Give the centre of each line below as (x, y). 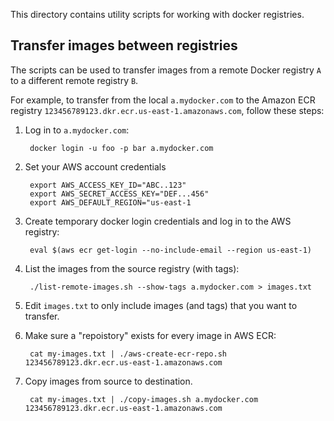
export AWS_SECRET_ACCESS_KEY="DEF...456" (119, 194)
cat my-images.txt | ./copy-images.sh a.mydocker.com (144, 399)
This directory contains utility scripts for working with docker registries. (157, 14)
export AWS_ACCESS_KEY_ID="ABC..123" (108, 185)
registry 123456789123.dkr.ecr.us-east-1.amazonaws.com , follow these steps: (167, 110)
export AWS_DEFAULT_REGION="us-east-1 (110, 202)
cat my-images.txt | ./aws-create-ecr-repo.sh (128, 354)
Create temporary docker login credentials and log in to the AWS (158, 221)
